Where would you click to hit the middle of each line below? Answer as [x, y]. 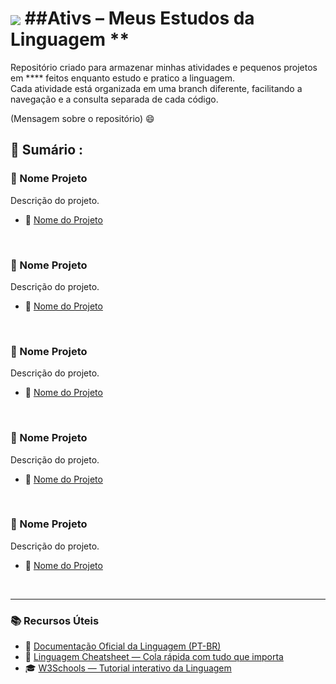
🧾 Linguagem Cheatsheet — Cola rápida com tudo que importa [154, 657]
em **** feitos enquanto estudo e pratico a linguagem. [123, 78]
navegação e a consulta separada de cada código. [114, 99]
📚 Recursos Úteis [55, 620]
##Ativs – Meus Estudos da [139, 18]
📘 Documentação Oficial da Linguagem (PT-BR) [123, 646]
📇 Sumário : [47, 150]
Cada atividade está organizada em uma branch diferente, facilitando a [156, 88]
